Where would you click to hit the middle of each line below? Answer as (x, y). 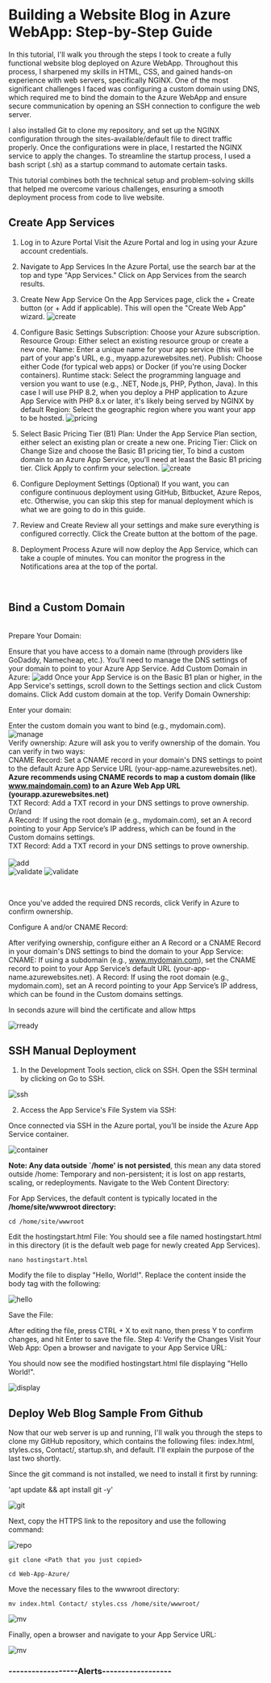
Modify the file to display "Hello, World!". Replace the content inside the (127, 1275)
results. (33, 284)
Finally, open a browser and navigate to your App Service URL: (113, 1635)
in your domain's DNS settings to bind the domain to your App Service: (126, 951)
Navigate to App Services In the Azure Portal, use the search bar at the (138, 266)
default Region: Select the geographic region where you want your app (138, 409)
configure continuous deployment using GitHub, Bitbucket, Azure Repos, (141, 492)
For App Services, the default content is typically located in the (113, 1198)
